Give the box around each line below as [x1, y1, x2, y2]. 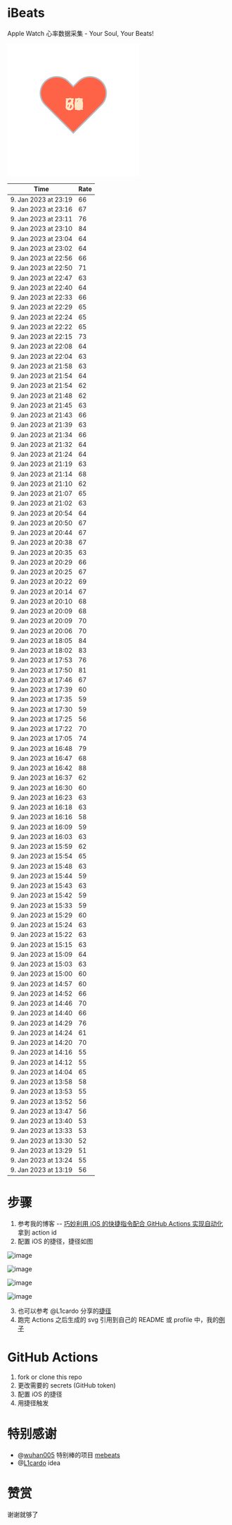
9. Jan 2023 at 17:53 [10, 656, 72, 664]
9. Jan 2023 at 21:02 [10, 499, 72, 508]
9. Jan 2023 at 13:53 [10, 1087, 72, 1096]
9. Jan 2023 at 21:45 [10, 400, 72, 410]
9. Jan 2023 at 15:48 [10, 862, 72, 870]
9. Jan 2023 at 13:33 [10, 1127, 72, 1135]
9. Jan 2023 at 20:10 [10, 597, 72, 606]
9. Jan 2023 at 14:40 [10, 1009, 72, 1017]
